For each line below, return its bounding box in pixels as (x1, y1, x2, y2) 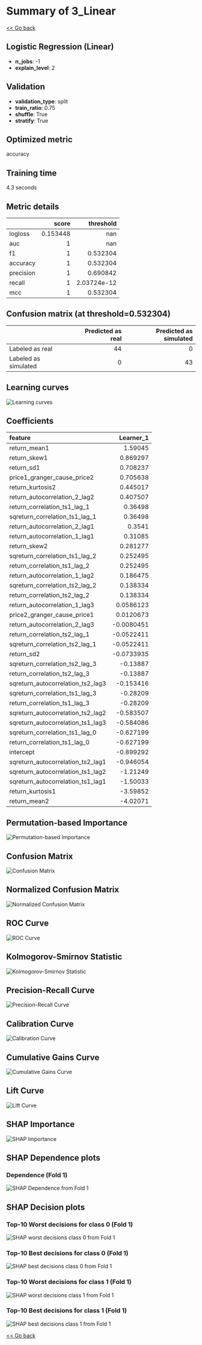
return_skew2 (9, 542, 48, 551)
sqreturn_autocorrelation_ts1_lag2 (9, 768, 106, 776)
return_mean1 (9, 444, 49, 452)
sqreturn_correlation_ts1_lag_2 (9, 552, 97, 560)
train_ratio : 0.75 (14, 104, 55, 111)
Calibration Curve (6, 1018, 74, 1029)
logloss (9, 229, 30, 238)
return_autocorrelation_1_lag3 (9, 601, 94, 609)
